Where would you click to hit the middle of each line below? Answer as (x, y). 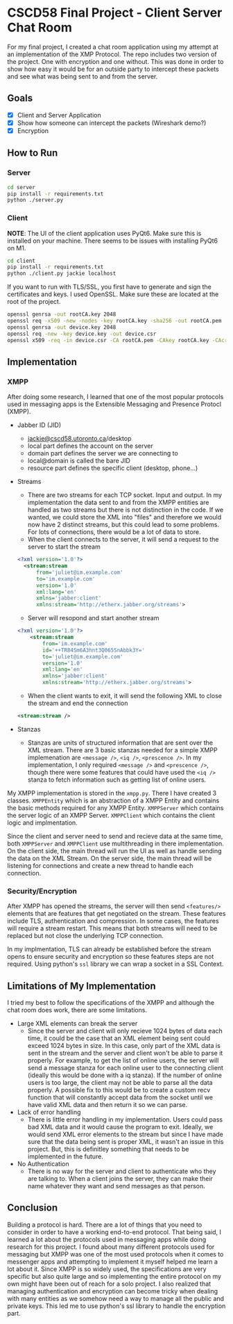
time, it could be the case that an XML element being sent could (119, 1038)
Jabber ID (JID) (39, 425)
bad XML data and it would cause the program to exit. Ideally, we (120, 1127)
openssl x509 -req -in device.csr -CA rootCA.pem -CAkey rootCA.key (108, 340)
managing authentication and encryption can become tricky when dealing (113, 1291)
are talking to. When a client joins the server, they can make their (120, 1179)
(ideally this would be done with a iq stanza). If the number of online (125, 1075)
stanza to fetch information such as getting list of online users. (117, 780)
